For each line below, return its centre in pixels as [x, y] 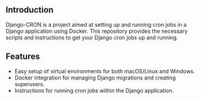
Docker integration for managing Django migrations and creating [95, 78]
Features [23, 57]
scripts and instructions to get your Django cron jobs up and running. [92, 37]
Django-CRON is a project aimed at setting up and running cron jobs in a [96, 24]
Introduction [30, 10]
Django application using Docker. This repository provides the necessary [97, 31]
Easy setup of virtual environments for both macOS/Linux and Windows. [105, 71]
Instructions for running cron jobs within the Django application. [94, 90]
